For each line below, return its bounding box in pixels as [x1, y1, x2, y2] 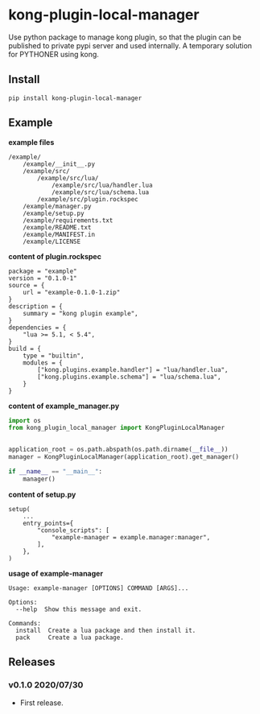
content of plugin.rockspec [8, 251, 102, 261]
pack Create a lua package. [15, 634, 125, 642]
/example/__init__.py [23, 159, 95, 168]
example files [8, 137, 55, 147]
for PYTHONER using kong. [8, 49, 99, 59]
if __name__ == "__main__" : [8, 468, 103, 476]
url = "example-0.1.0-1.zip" [23, 288, 121, 296]
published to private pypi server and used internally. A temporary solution [8, 40, 252, 50]
